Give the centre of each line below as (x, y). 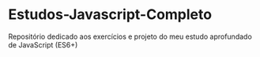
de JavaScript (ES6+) (43, 44)
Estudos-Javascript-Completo (110, 15)
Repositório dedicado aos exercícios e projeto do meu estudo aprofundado (130, 36)
